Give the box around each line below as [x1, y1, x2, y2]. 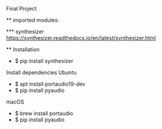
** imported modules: [6, 17, 60, 23]
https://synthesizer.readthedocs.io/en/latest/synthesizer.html [6, 34, 156, 41]
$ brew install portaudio [14, 110, 73, 117]
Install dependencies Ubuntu [6, 69, 77, 76]
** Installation [6, 46, 40, 53]
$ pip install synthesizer [14, 58, 73, 64]
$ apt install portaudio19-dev [14, 80, 86, 87]
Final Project [6, 5, 37, 12]
